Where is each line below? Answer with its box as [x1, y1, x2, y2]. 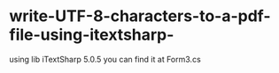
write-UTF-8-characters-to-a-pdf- [9, 6, 272, 26]
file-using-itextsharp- [9, 25, 174, 45]
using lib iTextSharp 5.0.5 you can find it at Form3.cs [9, 54, 201, 64]
